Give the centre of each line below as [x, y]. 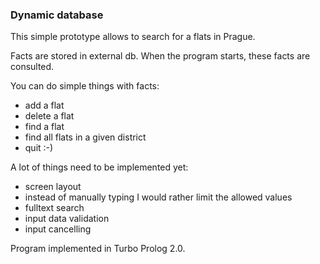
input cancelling [58, 229]
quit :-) [39, 148]
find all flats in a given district [85, 137]
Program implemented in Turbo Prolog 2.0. [98, 249]
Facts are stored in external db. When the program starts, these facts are [160, 56]
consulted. [32, 67]
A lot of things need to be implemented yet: [99, 167]
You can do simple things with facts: [85, 86]
